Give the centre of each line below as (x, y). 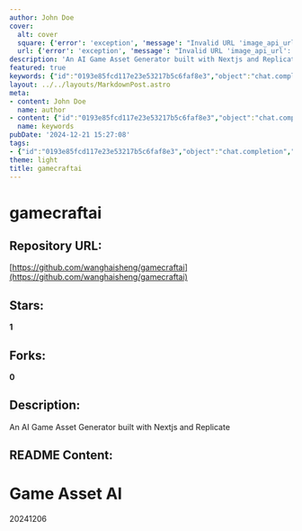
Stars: (27, 306)
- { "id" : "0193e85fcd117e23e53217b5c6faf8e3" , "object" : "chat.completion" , (151, 151)
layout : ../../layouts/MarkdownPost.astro (90, 85)
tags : (19, 143)
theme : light (34, 160)
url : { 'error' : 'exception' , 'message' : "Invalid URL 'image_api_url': (155, 51)
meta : (19, 93)
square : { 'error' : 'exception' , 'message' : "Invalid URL (126, 43)
